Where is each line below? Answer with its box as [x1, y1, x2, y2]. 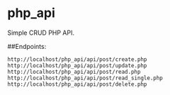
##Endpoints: [7, 42, 47, 50]
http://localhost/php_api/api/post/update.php [7, 62, 147, 69]
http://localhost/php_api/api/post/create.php [7, 55, 147, 63]
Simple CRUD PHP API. [7, 28, 75, 37]
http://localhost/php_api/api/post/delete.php [7, 80, 147, 88]
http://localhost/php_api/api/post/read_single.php [7, 74, 163, 82]
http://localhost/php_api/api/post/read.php [7, 68, 141, 75]
